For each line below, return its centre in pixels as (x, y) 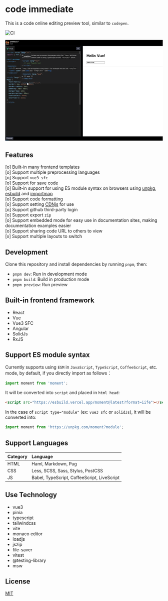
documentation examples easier (38, 226)
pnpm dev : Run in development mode (50, 274)
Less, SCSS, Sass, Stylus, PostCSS (67, 471)
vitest (18, 555)
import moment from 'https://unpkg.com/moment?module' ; (64, 427)
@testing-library (29, 560)
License (18, 581)
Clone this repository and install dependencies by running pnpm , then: (76, 264)
